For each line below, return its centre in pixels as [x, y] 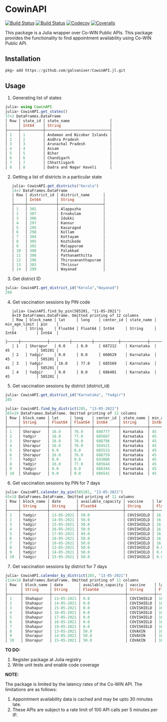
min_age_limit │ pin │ [32, 324]
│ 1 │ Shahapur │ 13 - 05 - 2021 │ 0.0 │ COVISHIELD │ [81, 599]
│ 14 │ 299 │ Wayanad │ [59, 269]
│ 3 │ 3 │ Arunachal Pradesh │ [59, 144]
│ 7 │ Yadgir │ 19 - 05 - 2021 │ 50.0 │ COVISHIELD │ [80, 543]
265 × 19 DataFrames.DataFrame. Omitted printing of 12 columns [71, 413]
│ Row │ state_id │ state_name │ [59, 121]
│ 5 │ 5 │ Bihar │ [59, 153]
